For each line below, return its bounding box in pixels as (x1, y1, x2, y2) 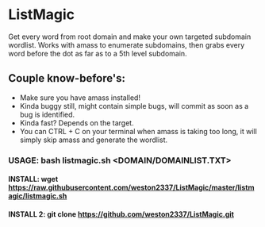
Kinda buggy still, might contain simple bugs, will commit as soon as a (19, 101, 249, 110)
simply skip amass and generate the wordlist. (19, 135, 168, 144)
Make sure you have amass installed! (19, 93, 141, 102)
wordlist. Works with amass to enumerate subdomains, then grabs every (8, 40, 245, 49)
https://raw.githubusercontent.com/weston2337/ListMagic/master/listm (8, 183, 255, 192)
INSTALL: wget (8, 175, 59, 184)
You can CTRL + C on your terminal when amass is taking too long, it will (19, 126, 258, 136)
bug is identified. (19, 110, 75, 119)
